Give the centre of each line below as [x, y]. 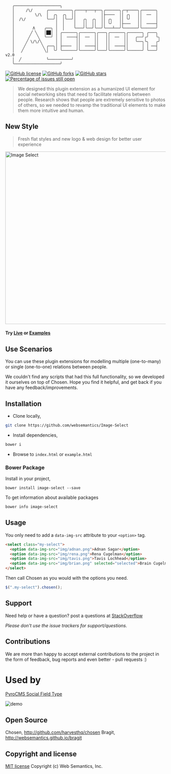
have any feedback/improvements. [42, 388]
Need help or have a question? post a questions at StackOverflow [74, 616]
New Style [22, 127]
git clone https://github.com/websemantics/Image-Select [67, 425]
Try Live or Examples [28, 333]
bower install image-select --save [43, 488]
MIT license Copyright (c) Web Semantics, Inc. [54, 766]
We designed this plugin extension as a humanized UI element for [87, 89]
